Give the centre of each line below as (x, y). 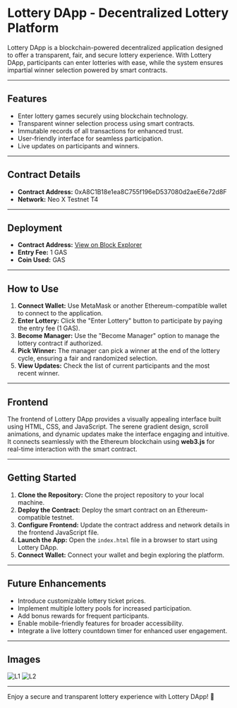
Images (24, 660)
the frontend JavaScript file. (58, 532)
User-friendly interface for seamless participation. (90, 138)
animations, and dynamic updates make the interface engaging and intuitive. (118, 434)
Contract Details (44, 175)
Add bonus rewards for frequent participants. (83, 616)
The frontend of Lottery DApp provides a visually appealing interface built (114, 419)
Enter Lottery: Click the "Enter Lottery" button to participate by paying (120, 321)
